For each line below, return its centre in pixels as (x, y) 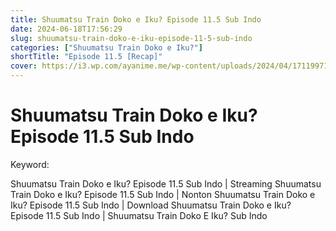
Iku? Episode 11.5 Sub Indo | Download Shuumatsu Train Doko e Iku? (151, 205)
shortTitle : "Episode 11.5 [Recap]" (86, 57)
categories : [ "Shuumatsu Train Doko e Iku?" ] (106, 47)
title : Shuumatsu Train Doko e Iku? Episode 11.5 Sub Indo (136, 19)
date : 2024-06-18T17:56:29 (66, 29)
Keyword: (30, 164)
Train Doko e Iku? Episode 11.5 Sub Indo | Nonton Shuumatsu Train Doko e (163, 194)
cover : (24, 66)
